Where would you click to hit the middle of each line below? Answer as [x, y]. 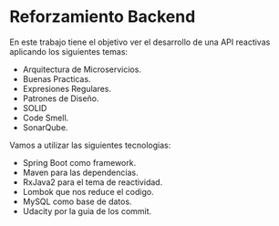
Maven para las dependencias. [80, 172]
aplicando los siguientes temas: [69, 51]
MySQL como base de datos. [77, 201]
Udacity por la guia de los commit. [87, 211]
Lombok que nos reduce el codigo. [88, 191]
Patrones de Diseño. [61, 98]
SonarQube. [45, 127]
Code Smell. [46, 118]
